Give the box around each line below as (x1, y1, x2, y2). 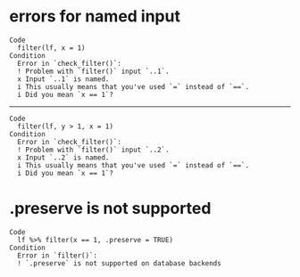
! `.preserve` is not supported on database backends (17, 258, 221, 268)
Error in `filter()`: (17, 251, 98, 260)
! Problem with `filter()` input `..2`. (17, 145, 170, 154)
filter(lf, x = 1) (17, 43, 87, 53)
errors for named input (9, 6, 181, 27)
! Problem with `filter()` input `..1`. (17, 67, 170, 76)
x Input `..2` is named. (17, 153, 110, 162)
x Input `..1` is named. (17, 74, 110, 84)
